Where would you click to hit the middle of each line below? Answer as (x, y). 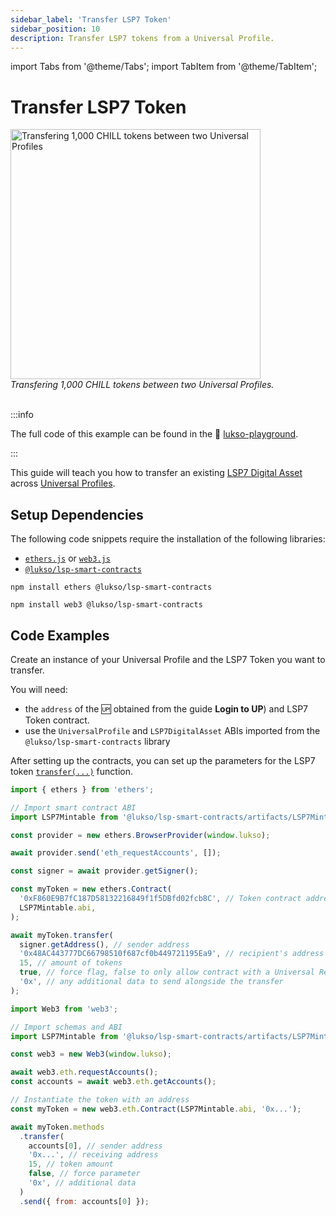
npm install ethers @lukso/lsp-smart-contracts (111, 587)
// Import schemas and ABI (66, 1027)
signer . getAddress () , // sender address (104, 944)
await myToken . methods (57, 1127)
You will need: (39, 689)
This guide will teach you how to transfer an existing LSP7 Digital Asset (156, 473)
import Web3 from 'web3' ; (64, 1009)
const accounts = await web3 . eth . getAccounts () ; (113, 1082)
